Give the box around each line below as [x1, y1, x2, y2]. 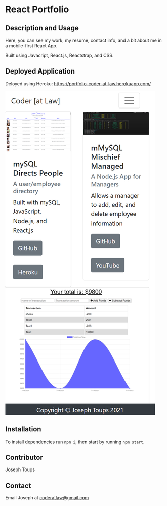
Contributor [5, 453, 43, 462]
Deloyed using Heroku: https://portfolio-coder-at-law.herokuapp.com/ [5, 80, 151, 87]
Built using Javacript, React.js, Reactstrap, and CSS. [5, 52, 114, 58]
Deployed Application [5, 67, 75, 76]
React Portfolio [5, 4, 69, 15]
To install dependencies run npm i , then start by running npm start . [5, 439, 145, 445]
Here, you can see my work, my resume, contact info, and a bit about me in [5, 37, 162, 43]
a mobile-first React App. [5, 43, 58, 49]
